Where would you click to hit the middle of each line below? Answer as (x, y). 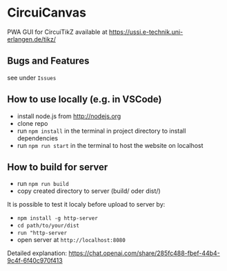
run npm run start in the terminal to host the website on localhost (110, 145)
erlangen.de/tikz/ (32, 39)
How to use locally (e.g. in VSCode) (85, 99)
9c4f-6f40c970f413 (35, 261)
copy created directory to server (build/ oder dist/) (89, 191)
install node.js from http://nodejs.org (69, 116)
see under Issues (32, 77)
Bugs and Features (48, 61)
